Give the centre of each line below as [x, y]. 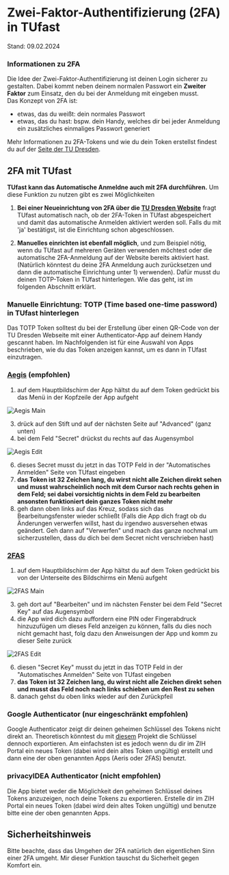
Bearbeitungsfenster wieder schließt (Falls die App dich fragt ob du [112, 516]
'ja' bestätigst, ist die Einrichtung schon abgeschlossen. [95, 230]
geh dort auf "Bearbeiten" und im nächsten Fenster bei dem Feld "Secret [119, 604]
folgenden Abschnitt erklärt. [56, 287]
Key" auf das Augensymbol [55, 611]
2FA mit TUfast [39, 170]
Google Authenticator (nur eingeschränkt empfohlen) [98, 714]
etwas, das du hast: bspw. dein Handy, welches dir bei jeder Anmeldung [119, 121]
